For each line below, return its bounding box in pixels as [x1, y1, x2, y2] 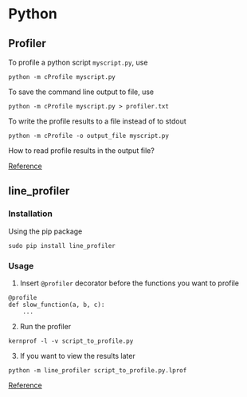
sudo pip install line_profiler [8, 242, 116, 250]
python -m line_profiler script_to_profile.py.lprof [8, 366, 187, 375]
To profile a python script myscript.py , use [8, 57, 148, 67]
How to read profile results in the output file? [8, 146, 155, 155]
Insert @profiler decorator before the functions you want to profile [19, 278, 239, 288]
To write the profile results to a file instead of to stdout [8, 116, 187, 126]
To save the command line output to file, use [8, 87, 155, 96]
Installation [8, 208, 53, 219]
